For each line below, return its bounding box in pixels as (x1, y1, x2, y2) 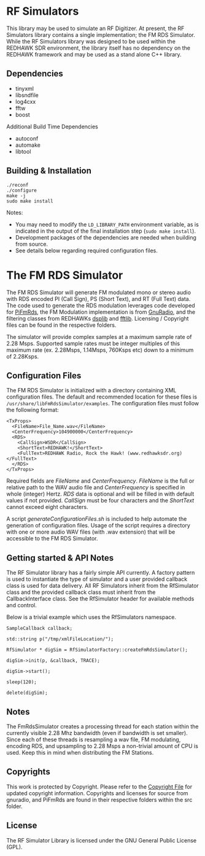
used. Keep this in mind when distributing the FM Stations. (6, 749, 154, 756)
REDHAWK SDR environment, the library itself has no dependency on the (6, 44, 191, 52)
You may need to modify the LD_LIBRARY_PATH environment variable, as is (15, 220, 199, 228)
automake (15, 141, 41, 149)
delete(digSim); (6, 690, 48, 696)
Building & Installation (6, 166, 92, 176)
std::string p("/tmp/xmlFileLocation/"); (6, 636, 114, 642)
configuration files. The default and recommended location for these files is (6, 393, 198, 400)
